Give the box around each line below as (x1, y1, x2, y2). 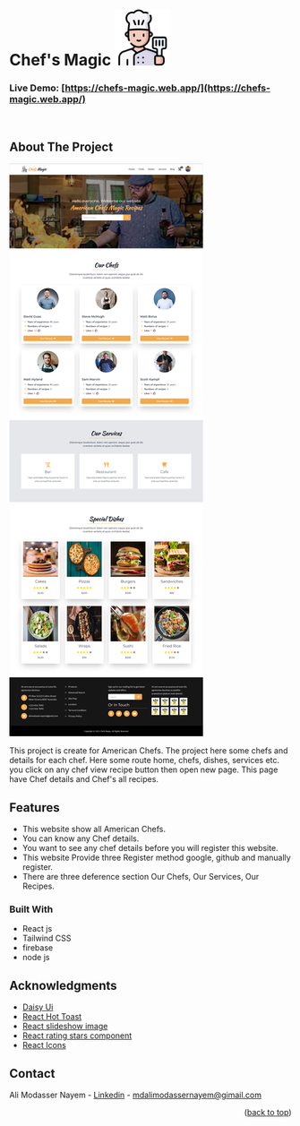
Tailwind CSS (21, 933, 72, 944)
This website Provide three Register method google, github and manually (21, 852, 291, 864)
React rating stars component (21, 1030, 133, 1041)
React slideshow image (21, 1021, 108, 1032)
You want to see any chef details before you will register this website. (21, 843, 279, 854)
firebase (21, 942, 54, 953)
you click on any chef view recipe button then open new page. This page (9, 764, 279, 775)
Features (9, 800, 60, 815)
